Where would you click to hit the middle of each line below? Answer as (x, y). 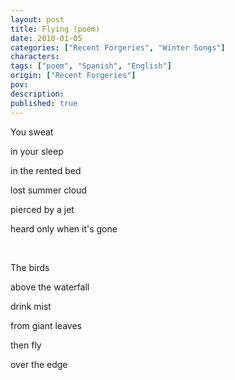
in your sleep (37, 151)
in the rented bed (46, 170)
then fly (26, 345)
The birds (30, 267)
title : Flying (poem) (55, 29)
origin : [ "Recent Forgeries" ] (73, 76)
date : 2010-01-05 (46, 38)
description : (37, 94)
